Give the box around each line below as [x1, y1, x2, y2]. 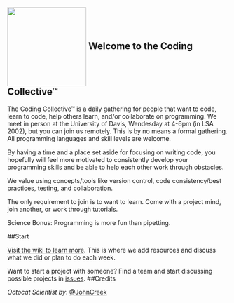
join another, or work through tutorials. [7, 205, 118, 213]
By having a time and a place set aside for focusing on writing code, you [7, 148, 216, 156]
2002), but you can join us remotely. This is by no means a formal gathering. [7, 127, 228, 135]
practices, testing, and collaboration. [7, 184, 113, 192]
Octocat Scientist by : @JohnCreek [7, 288, 107, 296]
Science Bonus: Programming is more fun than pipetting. [7, 218, 171, 227]
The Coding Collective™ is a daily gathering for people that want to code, [7, 105, 217, 113]
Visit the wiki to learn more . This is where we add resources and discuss [7, 245, 216, 254]
